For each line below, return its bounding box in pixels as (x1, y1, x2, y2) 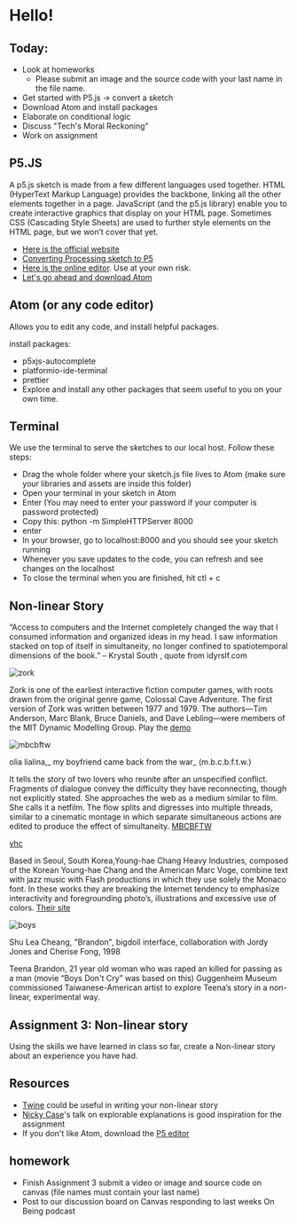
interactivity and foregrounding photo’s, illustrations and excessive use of (9, 893, 277, 904)
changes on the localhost (21, 563, 115, 574)
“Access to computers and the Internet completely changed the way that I (9, 622, 278, 632)
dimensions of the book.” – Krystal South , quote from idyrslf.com (9, 650, 248, 661)
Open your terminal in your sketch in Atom (21, 488, 176, 499)
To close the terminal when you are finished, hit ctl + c (21, 573, 221, 584)
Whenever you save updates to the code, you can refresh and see (21, 554, 264, 564)
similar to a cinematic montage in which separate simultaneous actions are (9, 812, 282, 822)
